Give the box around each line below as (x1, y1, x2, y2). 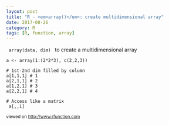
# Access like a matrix (6, 99, 65, 105)
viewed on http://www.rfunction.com (6, 114, 80, 120)
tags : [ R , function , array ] (6, 30, 75, 36)
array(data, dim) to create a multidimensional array (8, 46, 137, 53)
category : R (6, 25, 35, 31)
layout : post (6, 8, 38, 15)
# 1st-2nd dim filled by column (6, 68, 85, 74)
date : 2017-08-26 (6, 19, 49, 25)
